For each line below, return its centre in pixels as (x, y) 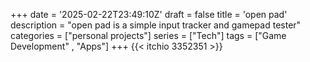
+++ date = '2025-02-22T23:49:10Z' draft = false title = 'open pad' (149, 14)
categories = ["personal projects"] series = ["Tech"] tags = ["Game (148, 35)
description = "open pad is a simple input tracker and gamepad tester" (156, 25)
